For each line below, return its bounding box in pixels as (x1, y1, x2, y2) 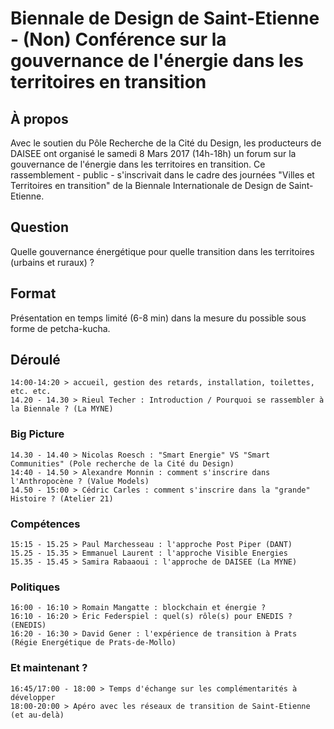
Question (10, 219, 69, 236)
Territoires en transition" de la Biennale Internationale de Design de (10, 180, 287, 191)
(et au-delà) (10, 710, 65, 720)
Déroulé (10, 352, 61, 369)
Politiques (10, 580, 61, 594)
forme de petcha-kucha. (10, 322, 111, 334)
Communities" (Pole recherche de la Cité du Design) (10, 458, 235, 469)
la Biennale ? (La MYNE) (10, 404, 114, 414)
